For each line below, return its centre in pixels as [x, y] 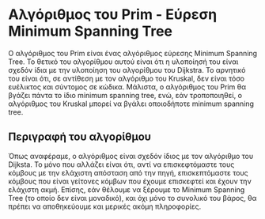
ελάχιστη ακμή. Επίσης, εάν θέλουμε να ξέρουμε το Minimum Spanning [127, 189]
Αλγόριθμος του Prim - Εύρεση [113, 15]
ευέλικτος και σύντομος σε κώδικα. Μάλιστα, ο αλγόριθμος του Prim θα [127, 87]
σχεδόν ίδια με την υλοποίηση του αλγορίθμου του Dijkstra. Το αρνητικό [127, 70]
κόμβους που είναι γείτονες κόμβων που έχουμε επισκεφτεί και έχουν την [130, 181]
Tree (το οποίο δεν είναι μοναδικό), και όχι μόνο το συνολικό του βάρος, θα [132, 198]
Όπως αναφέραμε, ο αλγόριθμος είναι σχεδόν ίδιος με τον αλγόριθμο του [131, 156]
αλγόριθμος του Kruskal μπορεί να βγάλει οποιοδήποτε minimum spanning [131, 104]
